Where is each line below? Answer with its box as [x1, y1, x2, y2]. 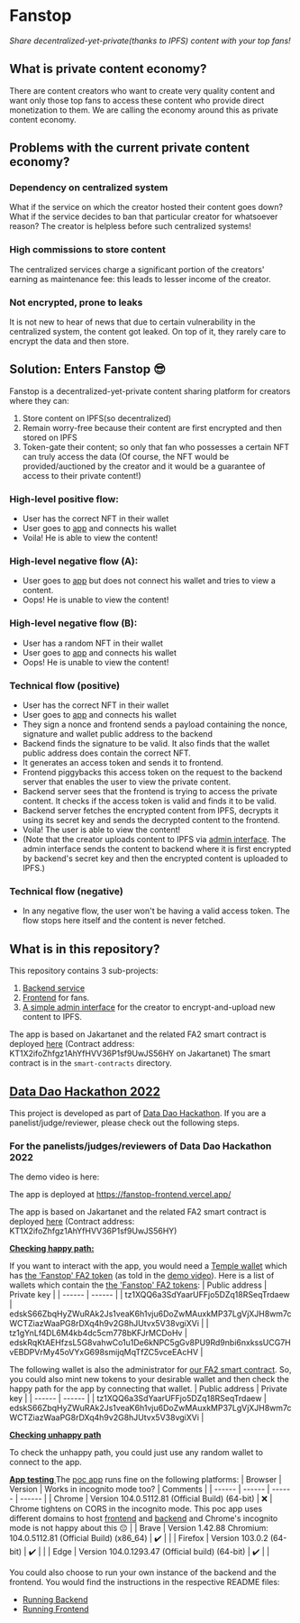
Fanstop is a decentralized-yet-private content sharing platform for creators [9, 385, 291, 397]
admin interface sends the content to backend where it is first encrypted [22, 844, 292, 855]
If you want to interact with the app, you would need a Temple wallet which [9, 1261, 287, 1271]
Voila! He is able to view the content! [22, 533, 159, 544]
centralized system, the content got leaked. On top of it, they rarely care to [9, 326, 286, 337]
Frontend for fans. [22, 993, 90, 1004]
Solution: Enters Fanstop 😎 [9, 362, 167, 377]
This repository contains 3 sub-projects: [9, 966, 159, 977]
